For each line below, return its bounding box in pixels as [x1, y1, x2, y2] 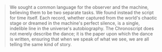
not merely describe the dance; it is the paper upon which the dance [9, 31, 153, 36]
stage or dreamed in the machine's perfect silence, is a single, [9, 20, 140, 26]
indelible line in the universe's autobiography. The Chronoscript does [9, 25, 154, 31]
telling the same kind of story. [9, 41, 72, 47]
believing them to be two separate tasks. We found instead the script [9, 9, 154, 15]
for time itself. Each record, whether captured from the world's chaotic [9, 15, 157, 20]
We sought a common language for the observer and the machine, [9, 4, 149, 10]
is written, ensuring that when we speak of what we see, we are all [9, 36, 149, 42]
